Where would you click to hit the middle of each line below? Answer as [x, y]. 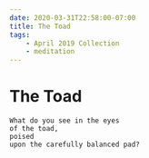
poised [22, 137]
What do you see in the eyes [65, 121]
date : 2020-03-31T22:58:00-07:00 [73, 18]
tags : [20, 35]
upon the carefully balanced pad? [75, 145]
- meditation [50, 52]
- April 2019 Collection [73, 43]
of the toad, [34, 129]
